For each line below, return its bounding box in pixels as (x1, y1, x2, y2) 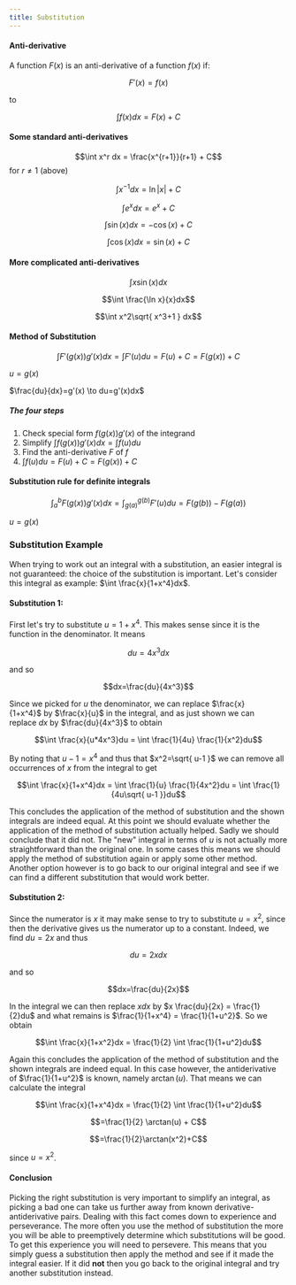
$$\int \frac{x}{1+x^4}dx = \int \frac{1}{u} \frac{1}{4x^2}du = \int (16, 780, 252, 790)
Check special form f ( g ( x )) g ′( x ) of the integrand (21, 427, 196, 438)
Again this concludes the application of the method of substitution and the (9, 1054, 279, 1065)
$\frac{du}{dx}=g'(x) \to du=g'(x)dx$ (9, 385, 145, 396)
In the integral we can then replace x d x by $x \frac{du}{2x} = (9, 1001, 231, 1012)
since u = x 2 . (9, 1150, 57, 1163)
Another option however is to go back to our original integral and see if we (9, 862, 279, 873)
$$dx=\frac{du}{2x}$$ (107, 983, 190, 994)
